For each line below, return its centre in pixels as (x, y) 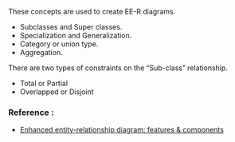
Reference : (31, 112)
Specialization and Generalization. (76, 35)
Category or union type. (59, 44)
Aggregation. (41, 52)
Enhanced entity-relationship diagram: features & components (122, 130)
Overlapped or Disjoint (57, 92)
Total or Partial (44, 83)
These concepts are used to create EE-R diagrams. (92, 12)
